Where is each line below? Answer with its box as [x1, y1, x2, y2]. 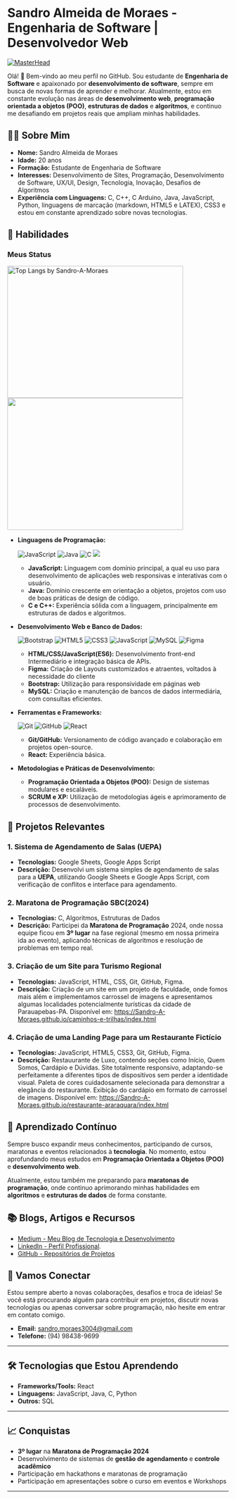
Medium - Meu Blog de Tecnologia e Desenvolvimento [17, 1234, 176, 1243]
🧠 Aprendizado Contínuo [7, 1121, 117, 1133]
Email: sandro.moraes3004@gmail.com [17, 1324, 133, 1333]
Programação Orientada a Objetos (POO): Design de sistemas [27, 778, 209, 786]
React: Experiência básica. [27, 751, 106, 759]
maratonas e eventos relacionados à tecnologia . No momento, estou [7, 1147, 206, 1155]
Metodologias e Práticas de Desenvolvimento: [17, 764, 155, 772]
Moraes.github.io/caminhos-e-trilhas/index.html [17, 1015, 157, 1023]
